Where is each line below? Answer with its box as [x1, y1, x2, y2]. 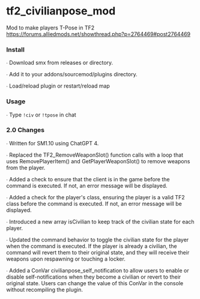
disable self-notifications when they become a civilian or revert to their [6, 273, 181, 280]
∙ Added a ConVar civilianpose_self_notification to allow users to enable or [6, 267, 189, 274]
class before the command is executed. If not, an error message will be [6, 200, 182, 207]
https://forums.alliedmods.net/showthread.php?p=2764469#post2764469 [6, 30, 191, 37]
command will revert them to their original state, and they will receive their [6, 249, 190, 256]
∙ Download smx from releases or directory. [6, 59, 114, 67]
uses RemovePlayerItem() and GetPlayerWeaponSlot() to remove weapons [6, 157, 190, 165]
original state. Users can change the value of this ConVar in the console [6, 279, 184, 286]
